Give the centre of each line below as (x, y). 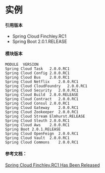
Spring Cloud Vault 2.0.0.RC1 (37, 138)
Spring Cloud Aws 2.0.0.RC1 (37, 125)
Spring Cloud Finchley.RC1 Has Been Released (52, 165)
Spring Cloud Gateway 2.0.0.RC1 (42, 108)
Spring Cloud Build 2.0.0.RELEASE (42, 94)
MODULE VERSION (22, 64)
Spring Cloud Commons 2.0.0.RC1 (42, 142)
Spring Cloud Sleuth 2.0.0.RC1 (37, 121)
